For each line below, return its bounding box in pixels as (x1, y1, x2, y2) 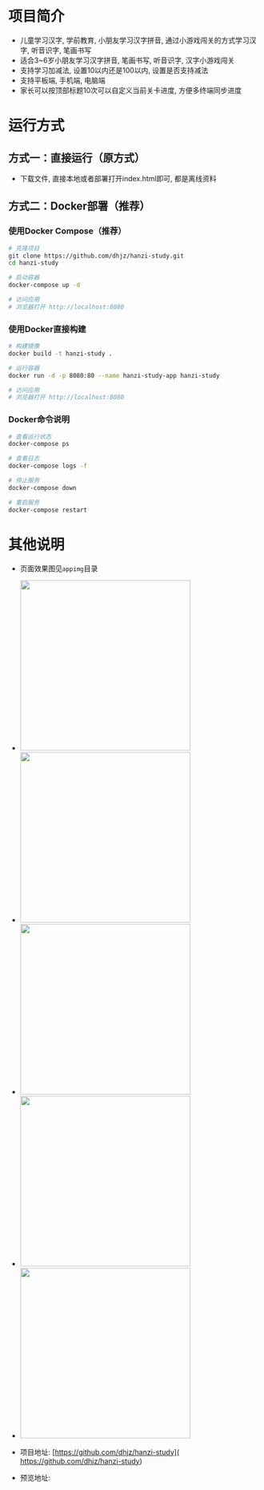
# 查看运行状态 (8, 432, 52, 441)
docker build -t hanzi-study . (8, 350, 113, 358)
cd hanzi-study (8, 259, 59, 267)
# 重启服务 (8, 498, 40, 506)
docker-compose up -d (8, 281, 81, 289)
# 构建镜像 (8, 342, 40, 350)
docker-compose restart (8, 506, 88, 514)
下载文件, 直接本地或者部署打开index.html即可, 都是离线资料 (19, 173, 218, 183)
